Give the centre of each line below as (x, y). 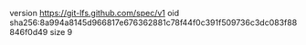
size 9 (61, 32)
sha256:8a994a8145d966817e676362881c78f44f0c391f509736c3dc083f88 (153, 22)
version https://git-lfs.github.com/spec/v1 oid (95, 13)
